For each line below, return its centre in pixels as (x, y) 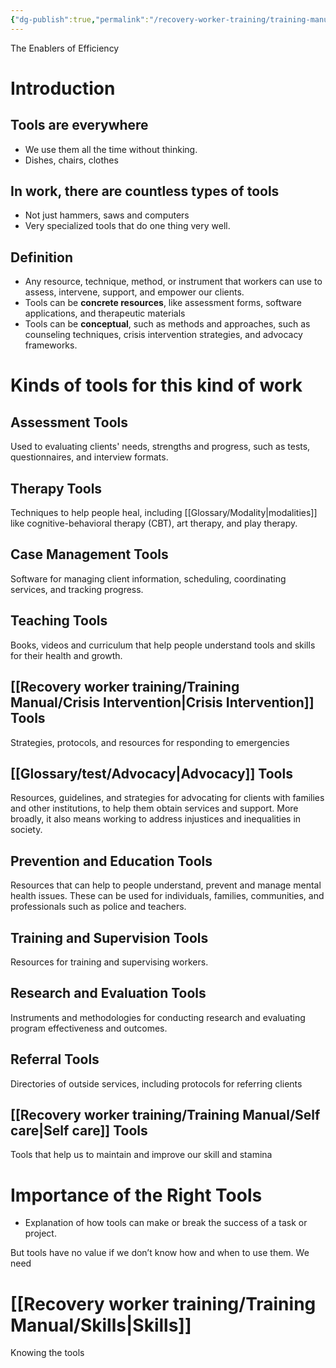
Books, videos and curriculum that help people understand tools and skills (163, 645)
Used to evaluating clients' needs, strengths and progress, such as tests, (160, 447)
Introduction (63, 88)
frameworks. (51, 345)
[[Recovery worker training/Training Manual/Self (165, 1114)
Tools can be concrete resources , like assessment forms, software (163, 303)
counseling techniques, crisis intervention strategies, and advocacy (163, 335)
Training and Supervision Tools (109, 937)
